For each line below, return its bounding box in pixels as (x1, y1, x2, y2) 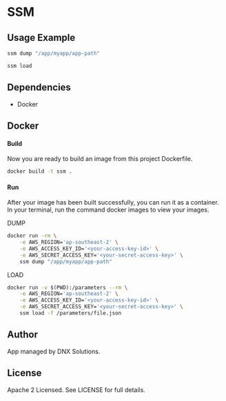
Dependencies (7, 82, 71, 93)
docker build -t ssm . (7, 168, 72, 175)
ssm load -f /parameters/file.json (19, 310, 122, 317)
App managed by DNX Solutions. (7, 347, 101, 355)
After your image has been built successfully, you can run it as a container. (7, 198, 219, 207)
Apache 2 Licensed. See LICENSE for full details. (7, 385, 146, 394)
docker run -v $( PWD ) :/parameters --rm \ (7, 284, 128, 291)
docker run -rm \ (7, 232, 57, 239)
